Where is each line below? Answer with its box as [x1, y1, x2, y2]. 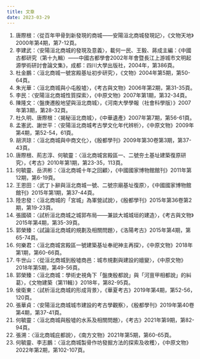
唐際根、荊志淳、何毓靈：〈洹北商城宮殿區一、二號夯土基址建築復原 [15, 151, 181, 159]
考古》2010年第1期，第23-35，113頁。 [31, 159, 126, 166]
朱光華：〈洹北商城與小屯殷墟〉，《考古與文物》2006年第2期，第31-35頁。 [15, 84, 196, 91]
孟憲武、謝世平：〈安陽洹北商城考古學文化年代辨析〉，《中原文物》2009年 [15, 121, 194, 129]
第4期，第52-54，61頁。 [15, 129, 77, 136]
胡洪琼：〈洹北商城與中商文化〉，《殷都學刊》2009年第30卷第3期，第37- [15, 136, 192, 144]
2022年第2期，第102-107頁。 [15, 346, 89, 354]
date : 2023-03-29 [7, 14, 50, 20]
